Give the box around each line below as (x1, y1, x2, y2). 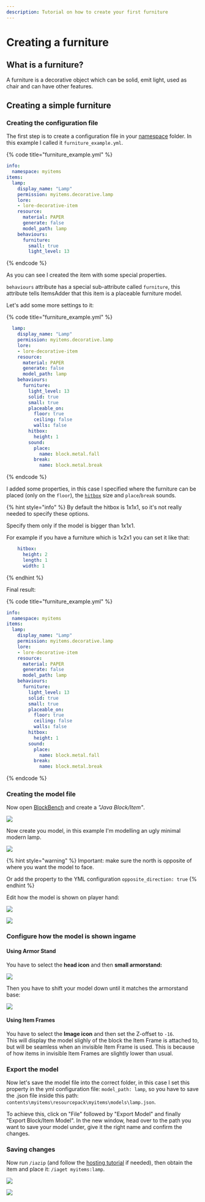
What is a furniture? (6, 59, 84, 71)
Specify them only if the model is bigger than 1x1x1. (6, 522, 135, 529)
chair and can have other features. (6, 82, 94, 90)
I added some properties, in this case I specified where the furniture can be (6, 485, 196, 492)
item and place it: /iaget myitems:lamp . (6, 1166, 105, 1173)
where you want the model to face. (6, 863, 94, 871)
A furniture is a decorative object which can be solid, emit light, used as (6, 76, 187, 83)
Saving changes (6, 1145, 56, 1154)
